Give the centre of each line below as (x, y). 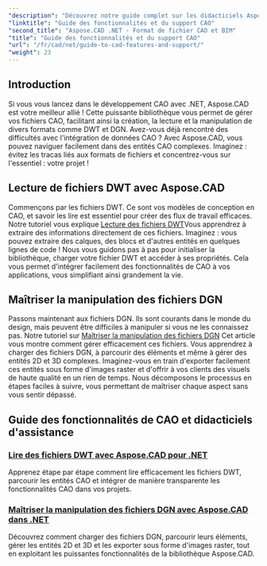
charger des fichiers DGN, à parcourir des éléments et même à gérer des (128, 353)
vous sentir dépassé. (43, 395)
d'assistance (41, 432)
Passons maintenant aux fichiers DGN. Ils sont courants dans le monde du (130, 319)
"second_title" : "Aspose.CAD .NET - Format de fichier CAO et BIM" (122, 30)
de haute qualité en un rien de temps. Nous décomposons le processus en (130, 378)
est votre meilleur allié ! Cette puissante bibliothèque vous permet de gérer (130, 112)
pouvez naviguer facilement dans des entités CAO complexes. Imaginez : (128, 146)
